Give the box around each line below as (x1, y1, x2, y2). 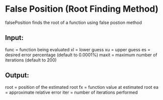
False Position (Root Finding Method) (5, 3, 159, 15)
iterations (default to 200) (5, 57, 57, 63)
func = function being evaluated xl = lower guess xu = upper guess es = (5, 46, 151, 52)
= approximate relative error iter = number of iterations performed (5, 89, 138, 95)
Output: (5, 71, 29, 80)
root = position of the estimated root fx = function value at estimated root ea (5, 84, 159, 90)
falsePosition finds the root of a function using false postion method (5, 20, 142, 25)
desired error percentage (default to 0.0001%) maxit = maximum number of (5, 52, 158, 58)
